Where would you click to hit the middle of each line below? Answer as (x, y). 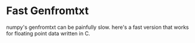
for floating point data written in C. (48, 33)
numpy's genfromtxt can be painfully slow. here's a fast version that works (97, 27)
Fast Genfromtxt (48, 11)
